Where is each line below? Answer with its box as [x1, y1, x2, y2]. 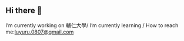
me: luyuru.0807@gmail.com [5, 28, 74, 35]
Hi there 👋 [5, 6, 42, 16]
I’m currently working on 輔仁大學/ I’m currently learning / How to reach [5, 21, 179, 29]
